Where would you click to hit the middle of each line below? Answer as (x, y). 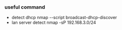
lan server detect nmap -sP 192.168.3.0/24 (54, 22)
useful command (25, 7)
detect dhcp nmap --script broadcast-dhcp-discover (64, 18)
